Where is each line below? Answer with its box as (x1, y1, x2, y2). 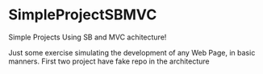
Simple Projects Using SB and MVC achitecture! (8, 32, 167, 42)
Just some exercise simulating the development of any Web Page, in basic (8, 47, 256, 57)
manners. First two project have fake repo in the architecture (8, 56, 210, 66)
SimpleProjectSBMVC (8, 6, 157, 24)
